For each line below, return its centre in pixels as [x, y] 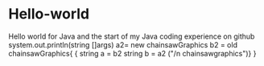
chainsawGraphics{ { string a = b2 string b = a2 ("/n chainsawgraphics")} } [132, 53]
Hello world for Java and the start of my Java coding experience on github [132, 36]
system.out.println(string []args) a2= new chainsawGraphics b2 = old [123, 44]
